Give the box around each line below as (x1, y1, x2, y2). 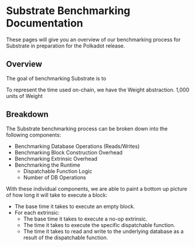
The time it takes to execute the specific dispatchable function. (23, 221, 176, 228)
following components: (6, 131, 61, 138)
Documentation (6, 16, 84, 30)
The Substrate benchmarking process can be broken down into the (6, 125, 168, 132)
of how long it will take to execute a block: (6, 191, 108, 198)
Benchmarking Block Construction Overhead (14, 148, 123, 156)
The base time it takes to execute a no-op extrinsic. (23, 215, 148, 222)
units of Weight (6, 92, 43, 99)
